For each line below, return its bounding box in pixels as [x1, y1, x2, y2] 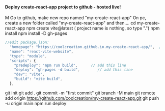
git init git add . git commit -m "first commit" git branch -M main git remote [5, 90, 156, 96]
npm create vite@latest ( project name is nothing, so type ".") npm [26, 25, 160, 31]
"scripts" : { [9, 58, 36, 63]
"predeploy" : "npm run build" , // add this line [14, 63, 126, 68]
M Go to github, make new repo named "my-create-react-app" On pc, [5, 15, 146, 21]
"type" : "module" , [9, 54, 48, 58]
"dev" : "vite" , [14, 72, 45, 77]
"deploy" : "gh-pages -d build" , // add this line [14, 67, 133, 72]
